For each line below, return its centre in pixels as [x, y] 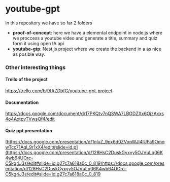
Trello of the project [27, 80]
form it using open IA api [38, 43]
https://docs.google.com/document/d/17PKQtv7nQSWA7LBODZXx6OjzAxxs [84, 114]
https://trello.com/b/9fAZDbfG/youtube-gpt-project [59, 91]
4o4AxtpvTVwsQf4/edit [30, 119]
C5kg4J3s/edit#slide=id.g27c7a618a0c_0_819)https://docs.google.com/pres [85, 163]
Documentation [22, 102]
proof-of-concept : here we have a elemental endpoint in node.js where [88, 32]
